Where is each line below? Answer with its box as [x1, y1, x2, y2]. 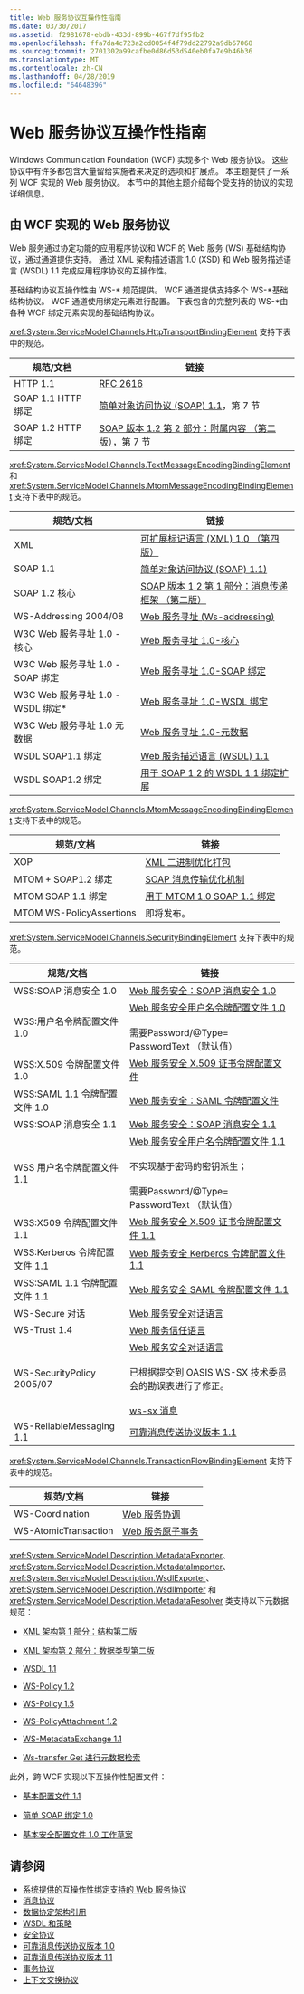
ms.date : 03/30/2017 [9, 22, 88, 31]
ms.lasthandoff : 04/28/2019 [9, 72, 116, 81]
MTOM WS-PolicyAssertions [14, 906, 138, 919]
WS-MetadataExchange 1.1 [22, 1733, 122, 1744]
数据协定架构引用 [22, 1907, 87, 1918]
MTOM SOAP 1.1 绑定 [14, 890, 108, 903]
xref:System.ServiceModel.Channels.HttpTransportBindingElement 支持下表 [9, 327, 291, 338]
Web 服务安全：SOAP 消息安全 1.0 [129, 984, 277, 997]
